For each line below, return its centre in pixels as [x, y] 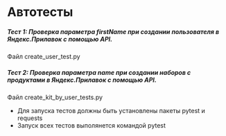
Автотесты [40, 12]
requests [30, 118]
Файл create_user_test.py [44, 57]
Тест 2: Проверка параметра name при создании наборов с [99, 72]
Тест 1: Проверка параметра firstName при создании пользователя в [113, 31]
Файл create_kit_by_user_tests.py [55, 97]
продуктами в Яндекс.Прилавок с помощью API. [82, 80]
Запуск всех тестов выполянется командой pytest [92, 126]
